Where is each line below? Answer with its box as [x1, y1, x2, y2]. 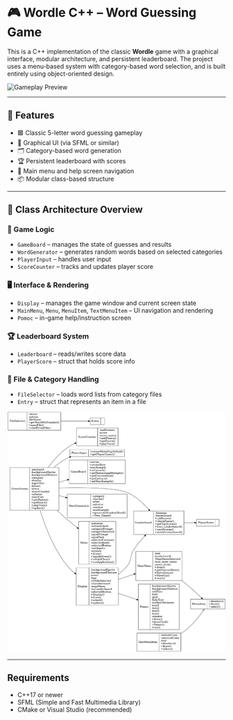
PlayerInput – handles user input [17, 255, 112, 263]
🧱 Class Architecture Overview [7, 204, 144, 215]
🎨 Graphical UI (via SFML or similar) [17, 138, 119, 147]
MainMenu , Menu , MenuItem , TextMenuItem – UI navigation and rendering [17, 306, 214, 314]
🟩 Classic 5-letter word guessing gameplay [17, 129, 143, 137]
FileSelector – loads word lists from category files [17, 390, 162, 399]
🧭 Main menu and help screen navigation [17, 167, 135, 175]
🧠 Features [7, 110, 55, 122]
